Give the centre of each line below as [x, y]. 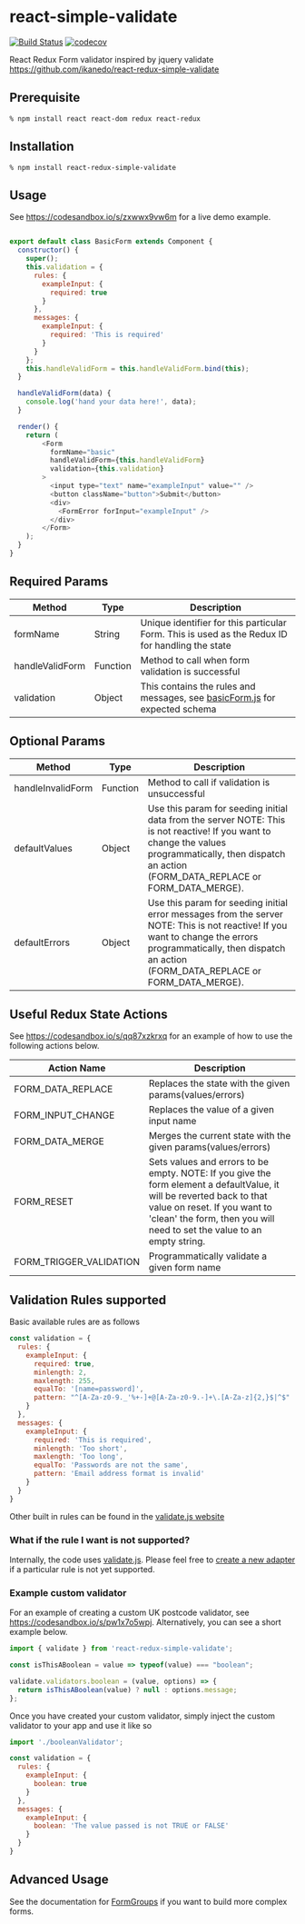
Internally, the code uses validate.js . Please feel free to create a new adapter [152, 1560]
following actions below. [54, 1046]
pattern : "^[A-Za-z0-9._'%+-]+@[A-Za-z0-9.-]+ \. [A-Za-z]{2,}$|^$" [162, 1398]
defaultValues [43, 848]
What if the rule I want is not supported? [100, 1540]
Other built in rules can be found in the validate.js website [117, 1516]
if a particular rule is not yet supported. [83, 1569]
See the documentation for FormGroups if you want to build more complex [148, 1901]
